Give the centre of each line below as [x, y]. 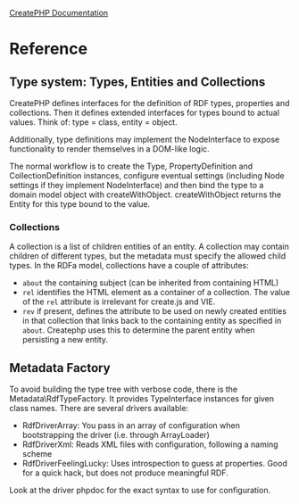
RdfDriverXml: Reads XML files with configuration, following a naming [150, 444]
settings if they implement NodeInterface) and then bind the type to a [137, 185]
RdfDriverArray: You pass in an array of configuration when [131, 426]
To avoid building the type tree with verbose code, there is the [124, 389]
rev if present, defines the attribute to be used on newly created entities [154, 311]
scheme [37, 454]
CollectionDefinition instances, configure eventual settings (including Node [147, 176]
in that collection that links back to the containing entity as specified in [152, 321]
